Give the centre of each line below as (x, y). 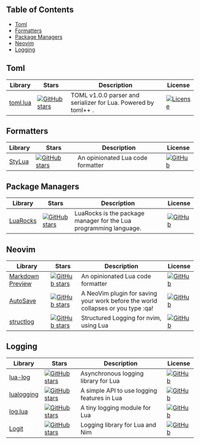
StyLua (19, 162)
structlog (22, 322)
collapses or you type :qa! (117, 308)
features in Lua (101, 398)
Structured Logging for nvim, (121, 318)
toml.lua (20, 103)
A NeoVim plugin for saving (119, 293)
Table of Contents (40, 10)
